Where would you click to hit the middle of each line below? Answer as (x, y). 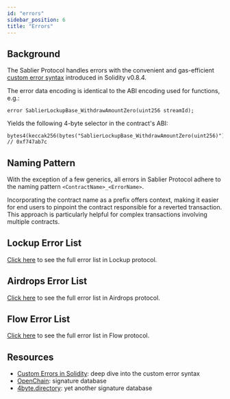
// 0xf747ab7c (27, 142)
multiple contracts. (34, 222)
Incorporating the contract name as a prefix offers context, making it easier (113, 200)
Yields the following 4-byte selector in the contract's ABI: (88, 123)
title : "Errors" (30, 26)
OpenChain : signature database (62, 381)
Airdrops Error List (47, 281)
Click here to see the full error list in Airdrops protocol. (84, 298)
